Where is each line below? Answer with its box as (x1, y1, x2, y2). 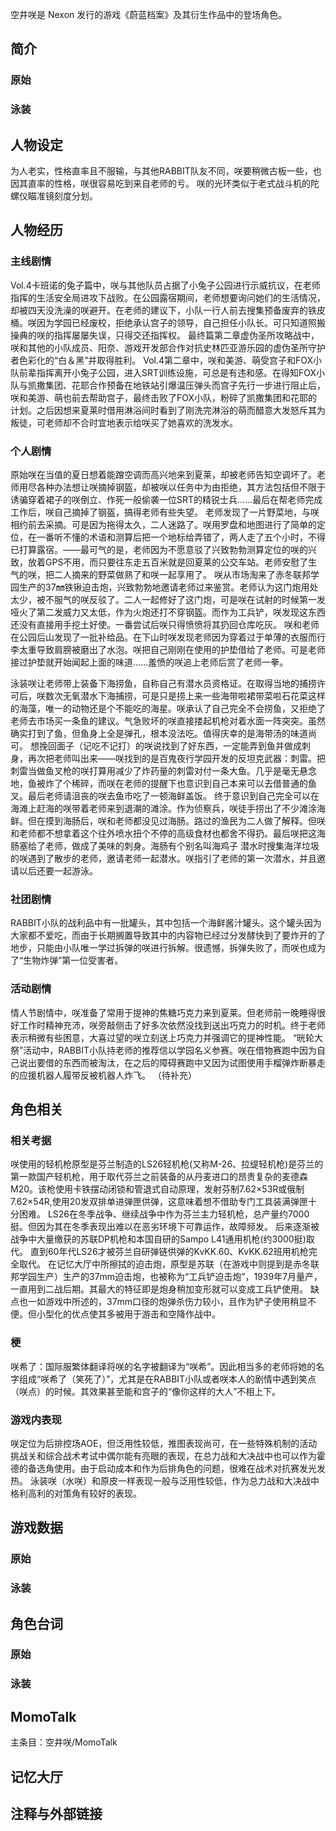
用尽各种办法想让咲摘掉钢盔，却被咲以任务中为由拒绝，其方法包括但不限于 (18, 481, 326, 493)
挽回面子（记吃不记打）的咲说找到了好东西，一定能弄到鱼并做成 (38, 740, 302, 752)
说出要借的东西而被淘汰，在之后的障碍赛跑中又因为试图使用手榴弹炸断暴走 (18, 1056, 326, 1068)
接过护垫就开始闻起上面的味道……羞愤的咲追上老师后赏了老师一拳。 (10, 656, 289, 668)
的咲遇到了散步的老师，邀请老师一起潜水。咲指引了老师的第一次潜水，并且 (10, 853, 317, 865)
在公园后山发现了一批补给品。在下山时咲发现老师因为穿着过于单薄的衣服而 (10, 631, 317, 643)
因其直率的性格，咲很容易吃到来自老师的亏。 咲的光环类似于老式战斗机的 (10, 178, 311, 190)
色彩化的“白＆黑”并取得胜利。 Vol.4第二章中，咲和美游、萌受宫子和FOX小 (18, 354, 323, 366)
